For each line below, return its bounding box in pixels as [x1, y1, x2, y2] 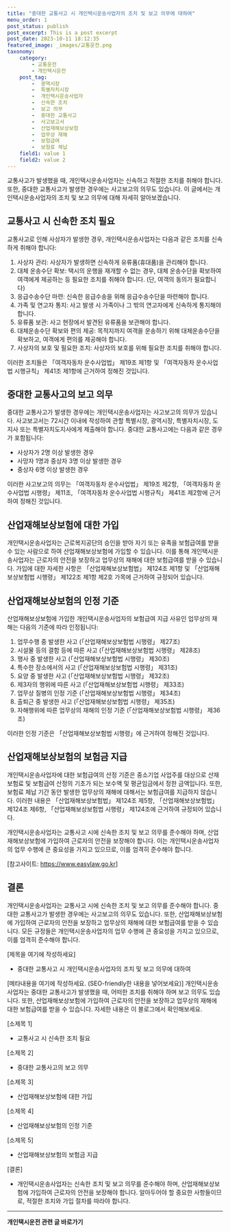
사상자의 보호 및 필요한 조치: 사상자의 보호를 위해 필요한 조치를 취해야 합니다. [16, 343, 222, 352]
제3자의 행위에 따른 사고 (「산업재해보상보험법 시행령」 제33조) [16, 680, 185, 689]
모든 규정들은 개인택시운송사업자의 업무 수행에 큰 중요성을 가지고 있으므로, [21, 926, 219, 935]
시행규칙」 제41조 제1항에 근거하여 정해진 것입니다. [14, 367, 150, 375]
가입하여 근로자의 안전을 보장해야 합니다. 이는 [47, 837, 168, 845]
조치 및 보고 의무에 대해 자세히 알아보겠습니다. [57, 193, 181, 201]
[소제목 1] [7, 1019, 33, 1028]
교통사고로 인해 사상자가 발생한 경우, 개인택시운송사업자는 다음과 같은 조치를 [7, 234, 210, 243]
